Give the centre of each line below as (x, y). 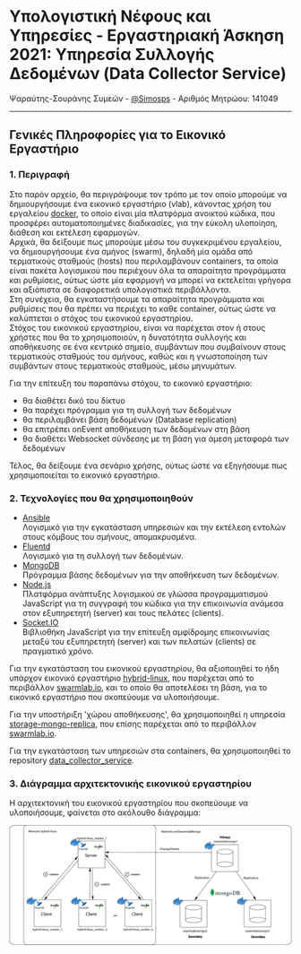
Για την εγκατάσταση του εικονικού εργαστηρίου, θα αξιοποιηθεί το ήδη (144, 668)
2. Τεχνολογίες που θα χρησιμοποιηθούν (102, 498)
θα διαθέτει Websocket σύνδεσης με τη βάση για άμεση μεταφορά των (155, 438)
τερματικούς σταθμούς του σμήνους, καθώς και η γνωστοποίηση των (139, 356)
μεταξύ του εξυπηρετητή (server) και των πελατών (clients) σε (139, 641)
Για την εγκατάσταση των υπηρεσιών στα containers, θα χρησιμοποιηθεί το (150, 750)
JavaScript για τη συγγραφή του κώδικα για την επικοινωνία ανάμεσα (153, 603)
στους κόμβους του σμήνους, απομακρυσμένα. (109, 536)
